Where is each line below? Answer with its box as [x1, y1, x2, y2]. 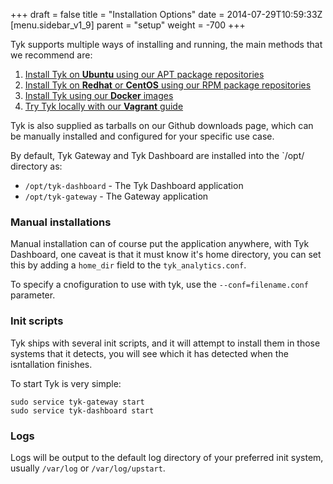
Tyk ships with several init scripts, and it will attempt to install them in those [10, 337, 321, 349]
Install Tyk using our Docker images [24, 90, 174, 101]
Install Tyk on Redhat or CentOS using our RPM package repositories [24, 79, 312, 91]
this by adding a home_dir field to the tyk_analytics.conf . [10, 259, 247, 271]
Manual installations [10, 215, 112, 229]
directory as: [10, 160, 63, 172]
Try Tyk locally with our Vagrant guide [24, 100, 184, 112]
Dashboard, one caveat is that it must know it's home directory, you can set [10, 249, 322, 261]
